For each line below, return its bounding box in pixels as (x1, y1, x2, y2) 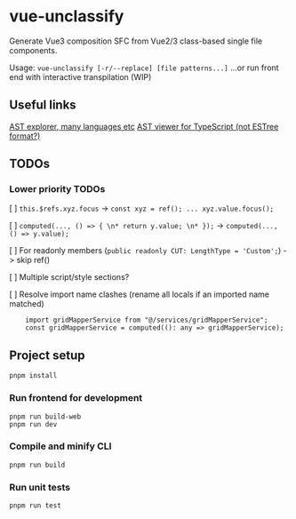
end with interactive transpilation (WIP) (9, 71, 152, 82)
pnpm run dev (9, 419, 58, 428)
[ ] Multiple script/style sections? (9, 272, 130, 283)
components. (9, 44, 58, 55)
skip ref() (16, 255, 51, 266)
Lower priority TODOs (9, 183, 106, 196)
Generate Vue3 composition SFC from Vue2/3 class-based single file (9, 36, 263, 46)
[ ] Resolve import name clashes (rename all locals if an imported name (9, 289, 269, 299)
